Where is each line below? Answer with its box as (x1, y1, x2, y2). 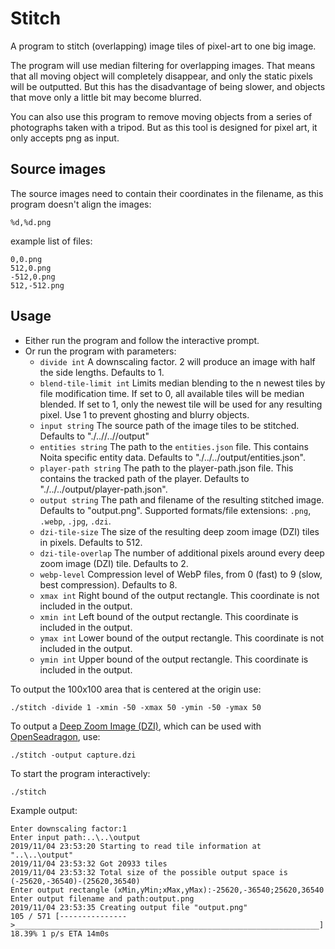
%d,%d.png (10, 217, 52, 227)
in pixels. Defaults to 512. (39, 536, 143, 548)
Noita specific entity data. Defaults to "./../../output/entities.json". (39, 451, 306, 463)
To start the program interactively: (10, 767, 151, 779)
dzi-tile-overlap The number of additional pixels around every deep (39, 547, 325, 559)
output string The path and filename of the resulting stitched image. (39, 493, 325, 506)
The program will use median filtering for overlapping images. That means (10, 59, 316, 71)
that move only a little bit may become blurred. (10, 91, 202, 103)
